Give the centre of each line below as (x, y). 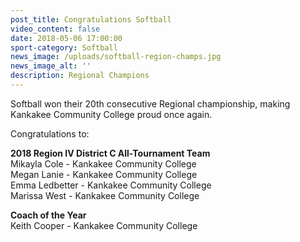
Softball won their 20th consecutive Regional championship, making (150, 103)
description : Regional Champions (80, 76)
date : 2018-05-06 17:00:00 (66, 38)
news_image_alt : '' (51, 66)
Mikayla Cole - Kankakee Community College (103, 163)
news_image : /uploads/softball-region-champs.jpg (116, 57)
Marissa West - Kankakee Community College (105, 195)
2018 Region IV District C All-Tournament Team (110, 153)
